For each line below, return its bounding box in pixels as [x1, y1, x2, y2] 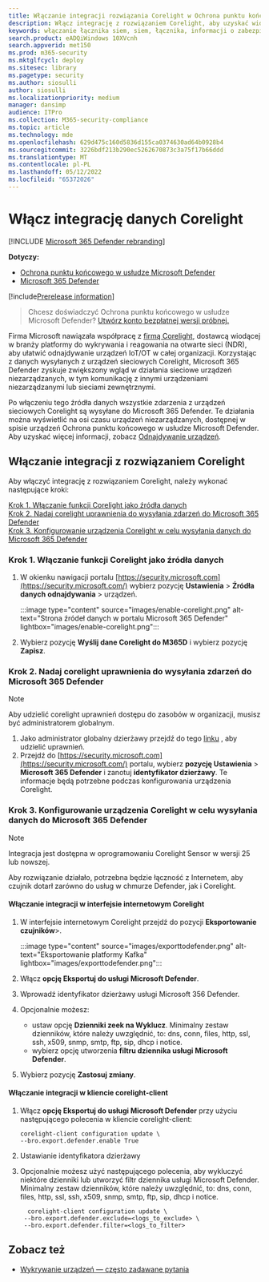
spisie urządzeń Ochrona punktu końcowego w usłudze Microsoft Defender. [8, 423, 259, 432]
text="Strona [19, 613, 62, 623]
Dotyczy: [8, 251, 40, 261]
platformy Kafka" [90, 950, 148, 959]
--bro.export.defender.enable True [19, 1136, 139, 1145]
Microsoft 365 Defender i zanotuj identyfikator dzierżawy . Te [19, 768, 228, 778]
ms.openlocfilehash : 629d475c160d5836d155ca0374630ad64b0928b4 [8, 138, 224, 147]
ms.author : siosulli [8, 78, 78, 86]
